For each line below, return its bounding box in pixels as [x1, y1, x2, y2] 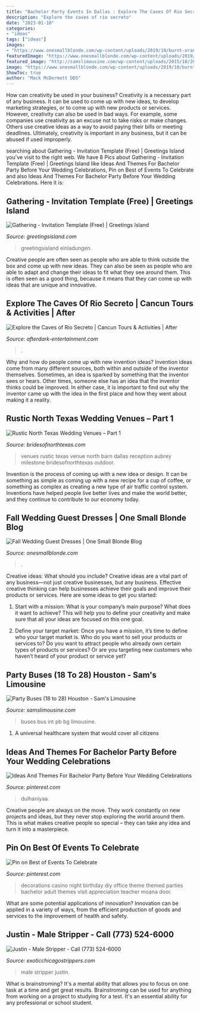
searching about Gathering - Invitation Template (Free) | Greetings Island [6, 147, 185, 155]
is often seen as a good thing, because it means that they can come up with [6, 275, 192, 282]
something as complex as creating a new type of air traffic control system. [6, 483, 189, 490]
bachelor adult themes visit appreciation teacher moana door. [20, 888, 172, 895]
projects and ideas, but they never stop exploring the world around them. [6, 813, 186, 820]
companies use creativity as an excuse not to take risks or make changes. [6, 117, 187, 124]
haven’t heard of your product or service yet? [14, 653, 126, 660]
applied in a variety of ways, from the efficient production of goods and [6, 906, 182, 913]
